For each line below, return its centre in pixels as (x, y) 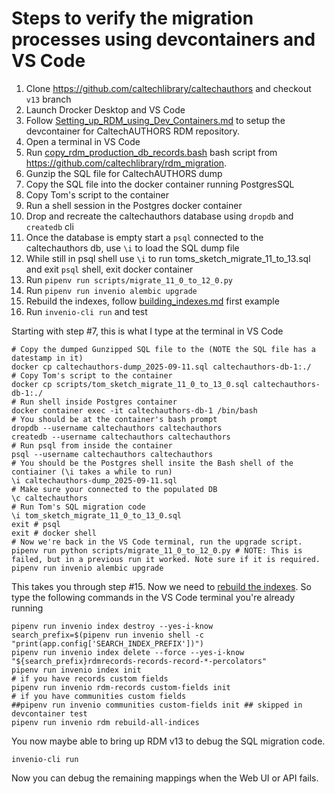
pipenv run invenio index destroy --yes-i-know (112, 626)
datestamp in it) (47, 358)
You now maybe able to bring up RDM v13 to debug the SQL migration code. (168, 741)
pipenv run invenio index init (76, 670)
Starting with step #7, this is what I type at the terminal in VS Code (147, 331)
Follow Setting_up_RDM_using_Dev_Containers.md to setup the (155, 120)
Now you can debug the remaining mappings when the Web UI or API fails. (165, 778)
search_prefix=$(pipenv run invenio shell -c (107, 635)
